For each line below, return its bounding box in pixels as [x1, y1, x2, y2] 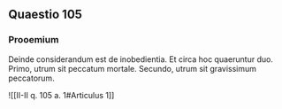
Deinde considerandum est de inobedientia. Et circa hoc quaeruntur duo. [8, 53, 273, 65]
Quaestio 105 [8, 7, 83, 22]
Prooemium [8, 34, 59, 46]
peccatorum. [8, 73, 55, 83]
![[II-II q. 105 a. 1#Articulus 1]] [8, 90, 115, 100]
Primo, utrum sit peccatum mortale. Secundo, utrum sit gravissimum [8, 63, 257, 74]
